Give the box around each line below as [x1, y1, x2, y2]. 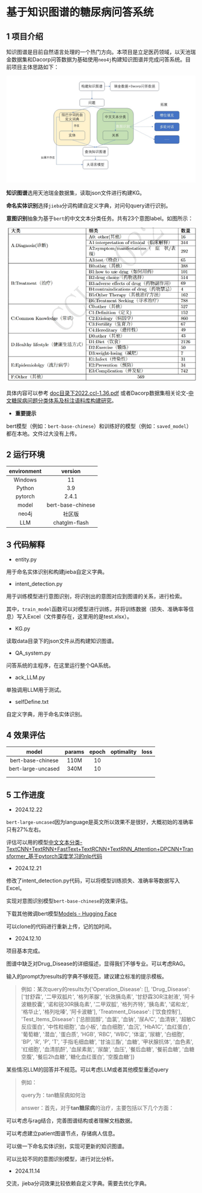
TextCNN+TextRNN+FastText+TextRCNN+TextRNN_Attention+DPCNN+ [6, 846, 182, 853]
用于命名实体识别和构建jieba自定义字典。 [6, 569, 108, 576]
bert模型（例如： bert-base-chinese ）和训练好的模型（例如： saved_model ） [6, 423, 192, 430]
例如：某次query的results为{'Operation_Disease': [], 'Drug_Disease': [20, 986, 191, 993]
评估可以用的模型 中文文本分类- [6, 839, 83, 846]
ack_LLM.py [14, 674, 45, 681]
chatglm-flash [53, 519, 89, 526]
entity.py [14, 556, 37, 563]
